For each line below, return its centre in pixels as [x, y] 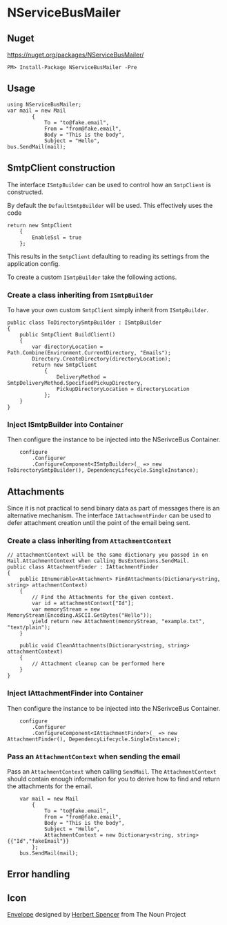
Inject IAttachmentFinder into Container [75, 694]
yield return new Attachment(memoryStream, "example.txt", [119, 622]
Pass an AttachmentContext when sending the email [94, 756]
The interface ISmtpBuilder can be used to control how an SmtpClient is [109, 184]
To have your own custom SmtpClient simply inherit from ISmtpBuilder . [108, 309]
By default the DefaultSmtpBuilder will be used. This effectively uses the [110, 205]
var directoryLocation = [68, 347]
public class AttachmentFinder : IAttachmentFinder [83, 567]
